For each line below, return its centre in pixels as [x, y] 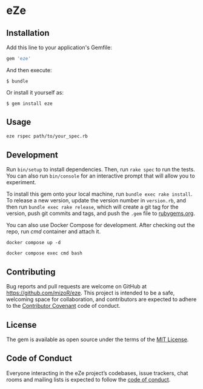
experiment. [21, 182]
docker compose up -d [34, 243]
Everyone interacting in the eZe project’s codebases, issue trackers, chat [97, 373]
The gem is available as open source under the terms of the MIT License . [98, 339]
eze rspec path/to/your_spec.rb [47, 136]
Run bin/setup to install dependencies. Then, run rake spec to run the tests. [101, 170]
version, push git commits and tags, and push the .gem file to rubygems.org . [101, 213]
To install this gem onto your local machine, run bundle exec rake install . [99, 194]
